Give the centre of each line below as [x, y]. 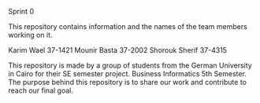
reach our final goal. [41, 90]
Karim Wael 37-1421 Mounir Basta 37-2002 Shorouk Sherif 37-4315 [117, 50]
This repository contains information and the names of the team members [128, 26]
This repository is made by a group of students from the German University [130, 65]
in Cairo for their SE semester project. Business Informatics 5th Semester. [127, 74]
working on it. [30, 35]
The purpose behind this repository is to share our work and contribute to [127, 82]
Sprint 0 [21, 11]
